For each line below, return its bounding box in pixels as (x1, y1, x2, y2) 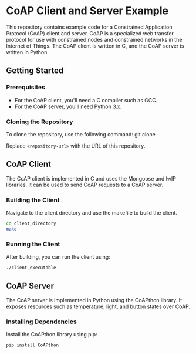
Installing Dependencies (6, 318, 77, 326)
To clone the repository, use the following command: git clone (6, 131, 156, 138)
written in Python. (6, 48, 49, 55)
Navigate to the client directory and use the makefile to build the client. (6, 209, 177, 216)
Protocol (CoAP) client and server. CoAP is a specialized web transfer (6, 29, 174, 36)
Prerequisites (6, 84, 45, 92)
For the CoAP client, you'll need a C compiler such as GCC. (14, 96, 158, 103)
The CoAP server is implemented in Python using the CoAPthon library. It (6, 296, 183, 303)
